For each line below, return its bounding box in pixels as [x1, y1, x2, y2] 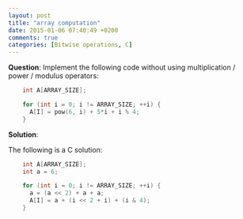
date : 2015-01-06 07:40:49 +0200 [8, 26, 119, 34]
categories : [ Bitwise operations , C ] [8, 41, 133, 49]
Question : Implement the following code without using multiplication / [8, 62, 236, 72]
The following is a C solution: [8, 145, 103, 154]
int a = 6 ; [22, 168, 59, 176]
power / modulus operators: [8, 71, 99, 81]
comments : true [8, 33, 59, 42]
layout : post [8, 11, 51, 20]
